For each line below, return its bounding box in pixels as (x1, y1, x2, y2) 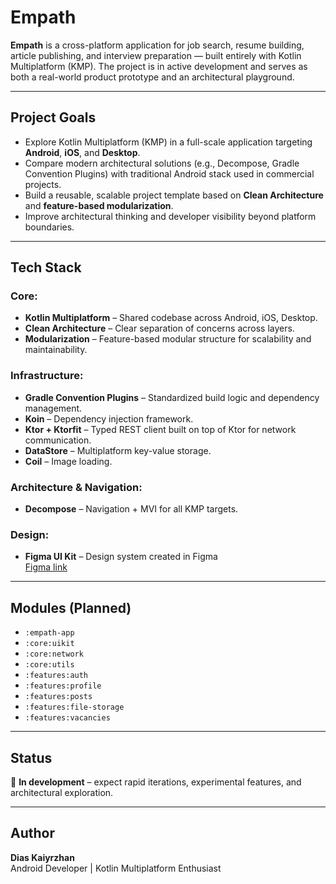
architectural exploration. (10, 786, 114, 798)
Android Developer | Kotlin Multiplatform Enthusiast (10, 862, 222, 874)
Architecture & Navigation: (10, 480, 143, 494)
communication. (24, 434, 92, 446)
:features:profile (24, 681, 102, 691)
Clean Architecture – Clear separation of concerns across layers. (24, 322, 295, 335)
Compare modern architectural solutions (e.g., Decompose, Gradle (24, 157, 300, 169)
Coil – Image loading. (24, 455, 113, 467)
